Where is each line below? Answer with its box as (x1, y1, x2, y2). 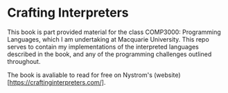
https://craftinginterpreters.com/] (9, 78, 104, 86)
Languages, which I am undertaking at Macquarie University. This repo (7, 35, 209, 43)
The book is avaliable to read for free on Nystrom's (7, 71, 152, 79)
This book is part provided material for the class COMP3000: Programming (7, 28, 222, 36)
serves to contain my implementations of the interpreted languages (7, 42, 199, 51)
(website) (153, 71, 182, 79)
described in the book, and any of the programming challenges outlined (7, 50, 212, 58)
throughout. (7, 57, 41, 65)
